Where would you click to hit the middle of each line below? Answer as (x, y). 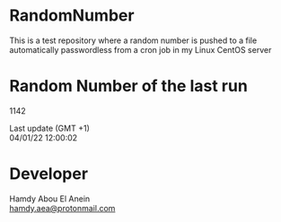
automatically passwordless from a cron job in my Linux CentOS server (140, 49)
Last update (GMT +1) (49, 128)
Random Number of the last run (129, 86)
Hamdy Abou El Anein (50, 199)
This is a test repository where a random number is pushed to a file (133, 40)
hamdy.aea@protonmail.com (62, 208)
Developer (48, 174)
